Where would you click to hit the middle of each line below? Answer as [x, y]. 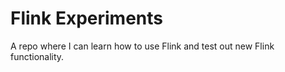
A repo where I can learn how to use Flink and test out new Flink [142, 46]
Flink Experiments [87, 18]
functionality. [37, 56]
